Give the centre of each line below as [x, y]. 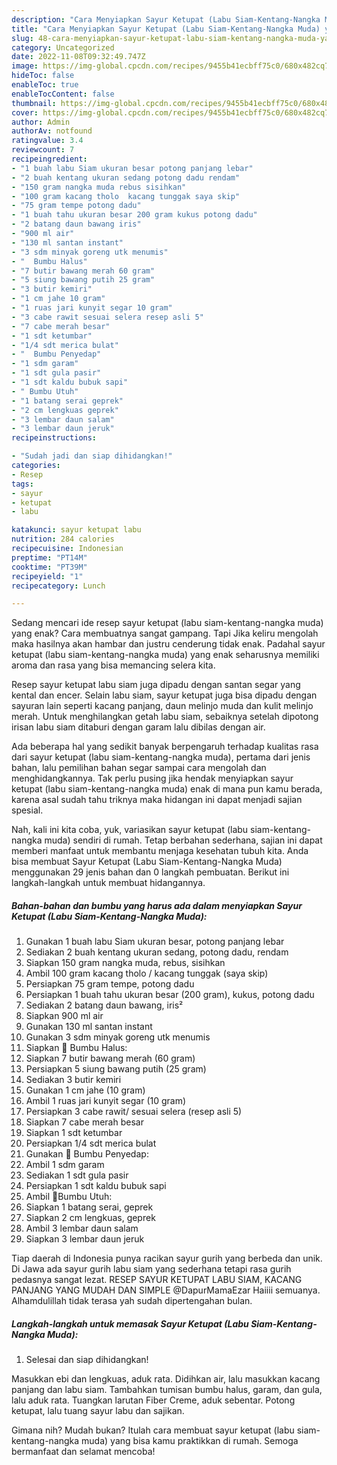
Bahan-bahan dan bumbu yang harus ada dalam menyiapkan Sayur [157, 905]
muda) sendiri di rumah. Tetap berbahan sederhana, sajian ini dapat [183, 840]
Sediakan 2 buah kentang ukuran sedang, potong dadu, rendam [157, 952]
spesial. [27, 810]
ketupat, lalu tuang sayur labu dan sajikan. [98, 1411]
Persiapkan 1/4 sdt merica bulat [91, 1143]
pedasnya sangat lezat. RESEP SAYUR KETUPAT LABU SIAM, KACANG [157, 1280]
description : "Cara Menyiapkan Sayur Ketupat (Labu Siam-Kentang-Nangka [166, 19]
